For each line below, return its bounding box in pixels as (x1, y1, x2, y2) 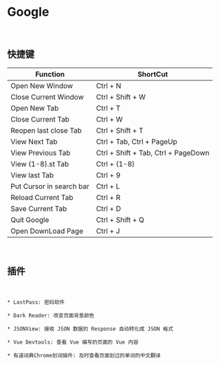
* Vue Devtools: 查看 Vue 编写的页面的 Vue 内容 (7, 338, 139, 346)
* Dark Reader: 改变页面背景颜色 (7, 312, 95, 319)
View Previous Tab (10, 148, 71, 157)
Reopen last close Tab (10, 125, 82, 135)
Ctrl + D (96, 203, 122, 213)
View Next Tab (10, 137, 58, 146)
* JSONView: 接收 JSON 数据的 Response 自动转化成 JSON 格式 (7, 325, 174, 332)
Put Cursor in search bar (10, 181, 89, 191)
